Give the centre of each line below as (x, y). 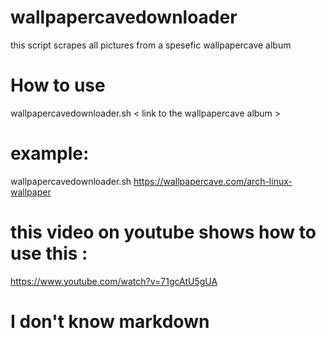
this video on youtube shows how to (163, 232)
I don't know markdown (110, 321)
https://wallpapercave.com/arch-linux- (213, 181)
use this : (49, 253)
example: (50, 153)
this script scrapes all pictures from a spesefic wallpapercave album (151, 45)
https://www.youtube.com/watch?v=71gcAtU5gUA (114, 281)
